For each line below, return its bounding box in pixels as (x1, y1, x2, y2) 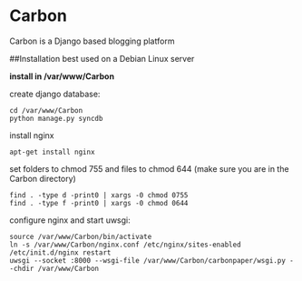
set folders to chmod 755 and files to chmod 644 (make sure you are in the (9, 163, 289, 174)
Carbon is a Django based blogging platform (9, 35, 175, 46)
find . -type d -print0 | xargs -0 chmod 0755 (9, 190, 189, 200)
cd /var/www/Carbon (9, 105, 83, 115)
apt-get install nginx (9, 147, 95, 156)
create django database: (9, 88, 101, 99)
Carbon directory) (9, 173, 77, 184)
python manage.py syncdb (9, 114, 103, 123)
